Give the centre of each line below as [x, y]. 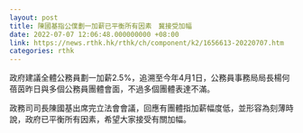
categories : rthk [42, 51]
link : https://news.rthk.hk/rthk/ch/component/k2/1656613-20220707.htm [147, 43]
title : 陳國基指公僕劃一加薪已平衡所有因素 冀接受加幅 [101, 26]
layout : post [34, 18]
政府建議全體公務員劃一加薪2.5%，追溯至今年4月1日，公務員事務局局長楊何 [150, 78]
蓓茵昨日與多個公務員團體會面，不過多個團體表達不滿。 [112, 89]
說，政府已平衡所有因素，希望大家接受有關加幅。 [100, 120]
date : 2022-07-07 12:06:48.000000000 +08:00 [94, 34]
